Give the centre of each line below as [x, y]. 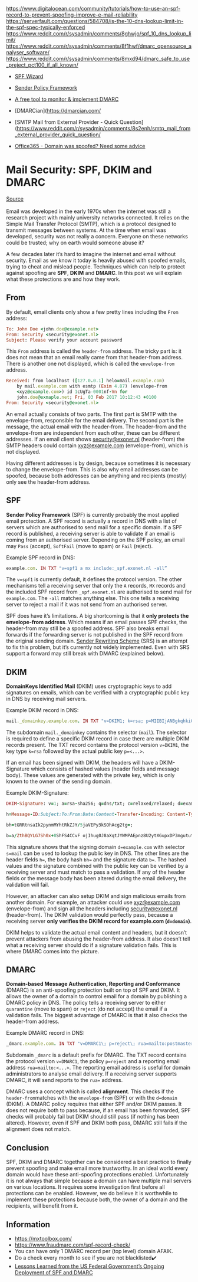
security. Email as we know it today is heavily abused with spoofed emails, [96, 260]
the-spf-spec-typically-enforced [46, 27]
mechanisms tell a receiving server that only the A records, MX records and [96, 586]
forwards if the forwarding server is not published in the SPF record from [95, 635]
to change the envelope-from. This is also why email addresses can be [92, 469]
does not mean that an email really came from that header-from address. [95, 358]
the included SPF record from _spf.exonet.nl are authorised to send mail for [99, 592]
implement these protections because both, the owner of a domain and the [97, 1199]
